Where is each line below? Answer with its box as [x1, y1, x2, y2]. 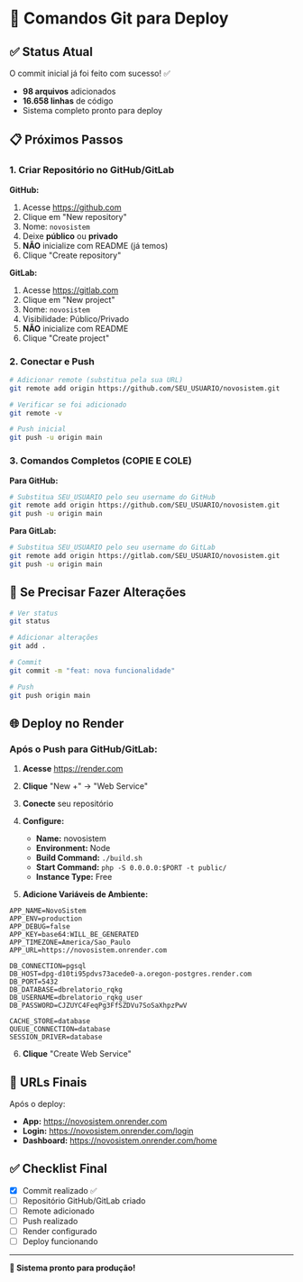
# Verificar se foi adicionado [9, 400, 127, 409]
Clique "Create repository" [22, 250, 122, 261]
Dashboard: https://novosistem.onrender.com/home [22, 1135, 218, 1146]
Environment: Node [35, 843, 111, 854]
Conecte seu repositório [22, 798, 115, 810]
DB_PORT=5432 [9, 977, 59, 986]
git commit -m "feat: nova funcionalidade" [9, 666, 176, 675]
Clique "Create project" [22, 333, 110, 343]
